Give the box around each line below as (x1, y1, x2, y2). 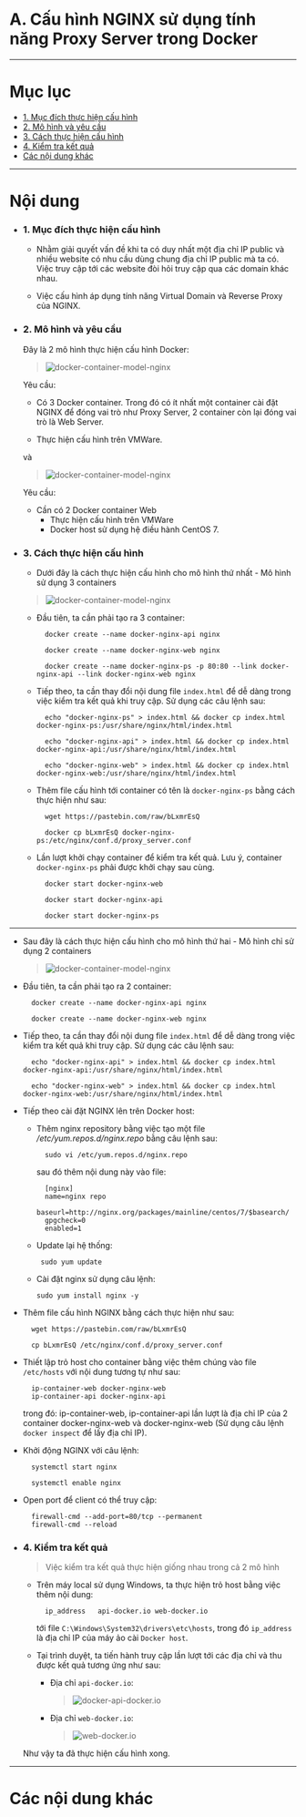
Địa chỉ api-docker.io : (49, 1678, 134, 1689)
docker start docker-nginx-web (44, 879, 164, 888)
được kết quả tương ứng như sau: (36, 1659, 161, 1671)
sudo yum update (40, 1258, 103, 1267)
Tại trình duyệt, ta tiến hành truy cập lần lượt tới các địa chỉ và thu (36, 1650, 282, 1661)
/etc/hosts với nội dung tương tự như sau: (22, 1366, 181, 1377)
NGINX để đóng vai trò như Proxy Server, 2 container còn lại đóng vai (36, 406, 297, 417)
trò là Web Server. (36, 416, 105, 427)
